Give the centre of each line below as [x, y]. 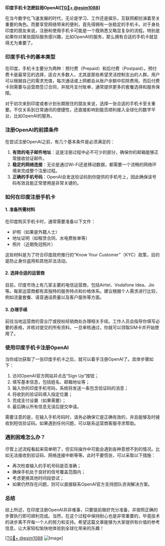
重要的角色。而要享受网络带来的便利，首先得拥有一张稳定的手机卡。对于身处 [82, 24]
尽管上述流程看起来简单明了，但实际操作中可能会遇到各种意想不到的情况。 [80, 449]
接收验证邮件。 [32, 158]
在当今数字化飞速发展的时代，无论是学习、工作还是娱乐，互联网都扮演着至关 [82, 18]
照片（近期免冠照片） [34, 244]
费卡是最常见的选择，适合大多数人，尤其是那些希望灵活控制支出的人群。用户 [82, 75]
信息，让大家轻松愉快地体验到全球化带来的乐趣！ [55, 528]
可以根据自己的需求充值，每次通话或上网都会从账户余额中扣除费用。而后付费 [82, 81]
